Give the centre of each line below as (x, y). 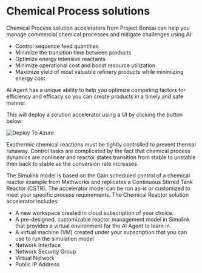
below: (15, 121)
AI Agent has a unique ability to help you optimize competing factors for (96, 90)
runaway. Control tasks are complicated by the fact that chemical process (99, 151)
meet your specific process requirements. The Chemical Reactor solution (98, 194)
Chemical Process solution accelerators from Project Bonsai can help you (98, 28)
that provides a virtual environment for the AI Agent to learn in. (93, 226)
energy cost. (31, 78)
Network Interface (38, 245)
